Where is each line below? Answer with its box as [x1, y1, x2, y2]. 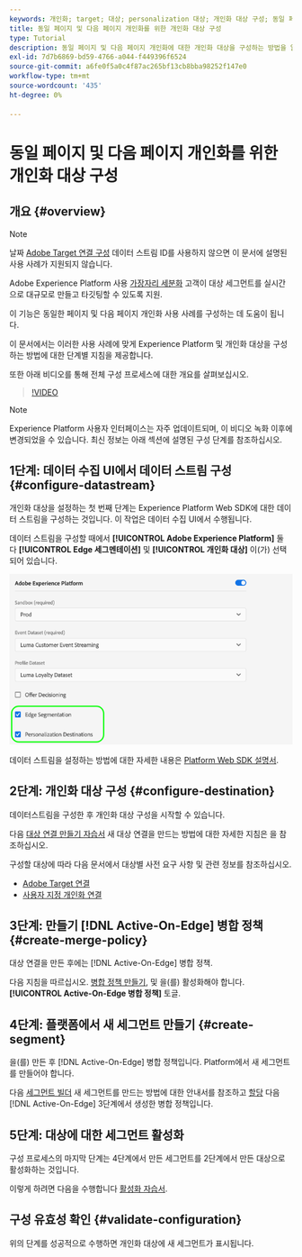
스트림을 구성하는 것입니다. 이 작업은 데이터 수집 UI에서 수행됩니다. [18, 514, 253, 524]
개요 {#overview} [9, 204, 106, 220]
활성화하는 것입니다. [9, 1164, 79, 1175]
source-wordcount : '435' [9, 81, 102, 90]
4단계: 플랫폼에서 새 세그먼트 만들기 [9, 1016, 196, 1032]
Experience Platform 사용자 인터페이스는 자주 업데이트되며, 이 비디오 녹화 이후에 [9, 423, 293, 433]
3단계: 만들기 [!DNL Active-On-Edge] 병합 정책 [9, 918, 263, 934]
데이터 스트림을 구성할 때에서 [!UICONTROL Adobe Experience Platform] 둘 [9, 533, 285, 544]
